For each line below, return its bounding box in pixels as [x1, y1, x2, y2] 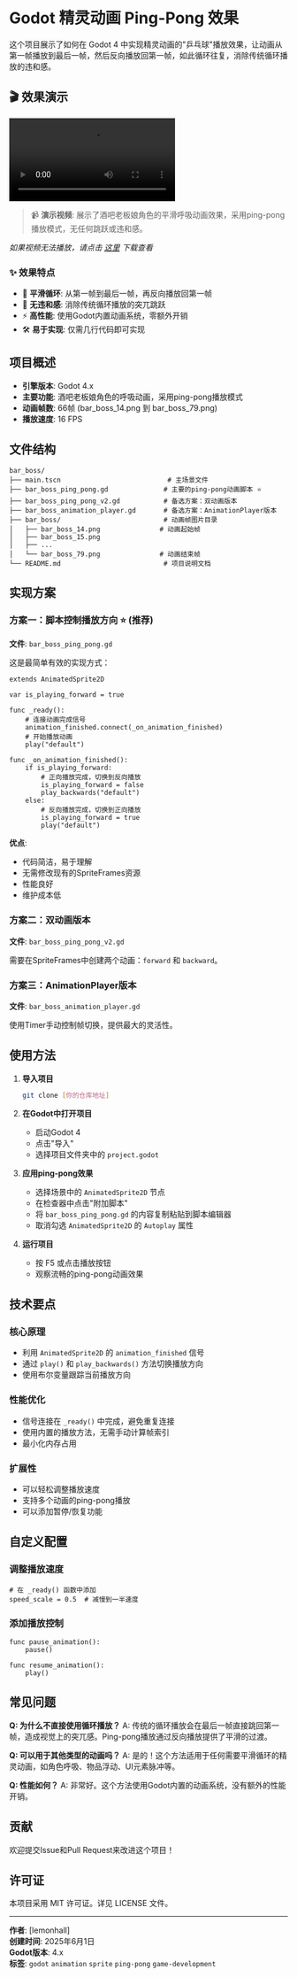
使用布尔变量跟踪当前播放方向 [21, 1370, 131, 1380]
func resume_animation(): [9, 1661, 104, 1670]
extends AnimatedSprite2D [9, 675, 104, 684]
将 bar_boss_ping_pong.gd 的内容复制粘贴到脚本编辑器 [34, 1209, 232, 1219]
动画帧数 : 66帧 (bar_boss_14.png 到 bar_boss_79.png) [21, 402, 218, 413]
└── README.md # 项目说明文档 [9, 559, 211, 568]
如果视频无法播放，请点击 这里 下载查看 [9, 242, 153, 252]
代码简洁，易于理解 [21, 856, 93, 868]
